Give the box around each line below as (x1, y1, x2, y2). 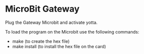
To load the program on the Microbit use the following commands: (5, 29, 140, 35)
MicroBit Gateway (5, 3, 80, 15)
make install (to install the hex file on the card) (12, 43, 106, 49)
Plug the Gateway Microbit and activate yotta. (5, 19, 98, 25)
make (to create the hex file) (12, 38, 70, 44)
